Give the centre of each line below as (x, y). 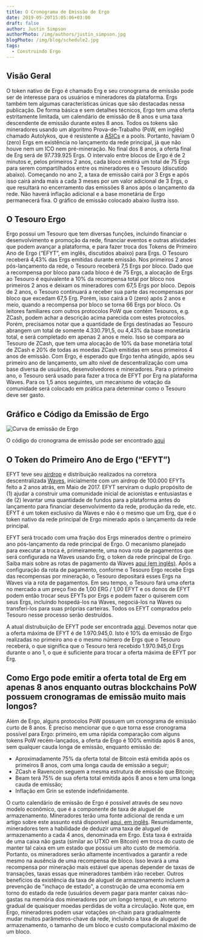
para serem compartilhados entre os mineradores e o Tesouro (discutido (97, 168)
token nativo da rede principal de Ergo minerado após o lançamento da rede (101, 519)
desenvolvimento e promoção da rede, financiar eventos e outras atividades (101, 240)
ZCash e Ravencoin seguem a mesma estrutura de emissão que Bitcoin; (105, 771)
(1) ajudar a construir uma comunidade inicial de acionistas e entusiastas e (99, 493)
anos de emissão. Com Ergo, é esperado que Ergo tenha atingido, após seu (101, 356)
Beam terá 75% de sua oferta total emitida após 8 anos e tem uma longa (105, 778)
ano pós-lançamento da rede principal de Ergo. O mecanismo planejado (96, 544)
